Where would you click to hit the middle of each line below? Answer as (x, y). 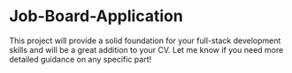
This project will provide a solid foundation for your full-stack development (145, 40)
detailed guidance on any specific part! (81, 59)
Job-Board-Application (96, 16)
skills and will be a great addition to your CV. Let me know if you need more (146, 49)
